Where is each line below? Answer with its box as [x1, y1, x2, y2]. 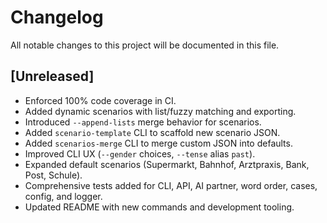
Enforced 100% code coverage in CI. [24, 94, 177, 106]
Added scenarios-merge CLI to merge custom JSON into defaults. [24, 137, 293, 149]
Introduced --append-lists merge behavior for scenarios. [24, 116, 262, 128]
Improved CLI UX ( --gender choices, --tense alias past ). [24, 147, 256, 160]
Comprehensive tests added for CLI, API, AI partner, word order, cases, [24, 179, 318, 191]
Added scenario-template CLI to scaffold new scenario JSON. [24, 126, 281, 138]
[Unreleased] [10, 68, 95, 85]
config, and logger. [24, 190, 103, 202]
